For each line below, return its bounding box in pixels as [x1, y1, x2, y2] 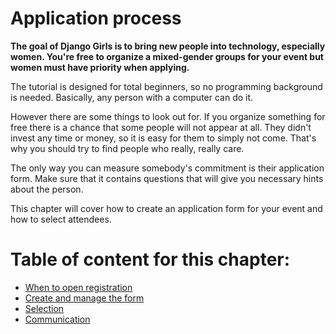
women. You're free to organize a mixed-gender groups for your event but [10, 50, 324, 62]
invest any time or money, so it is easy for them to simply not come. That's [10, 132, 317, 144]
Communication [24, 313, 91, 325]
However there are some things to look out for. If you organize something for [10, 110, 326, 122]
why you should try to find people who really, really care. [10, 142, 245, 154]
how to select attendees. [10, 213, 112, 225]
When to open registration [24, 281, 133, 293]
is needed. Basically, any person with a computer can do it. [10, 91, 254, 103]
